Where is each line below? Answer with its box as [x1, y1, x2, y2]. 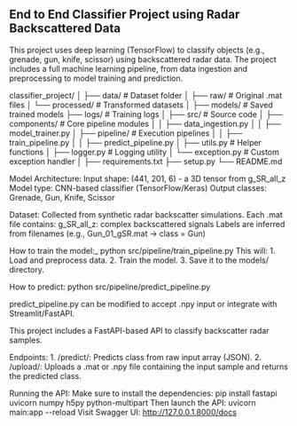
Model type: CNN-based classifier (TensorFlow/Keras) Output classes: [9, 182, 268, 193]
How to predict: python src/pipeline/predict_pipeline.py [9, 281, 211, 292]
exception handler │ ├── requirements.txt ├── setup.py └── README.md [9, 155, 283, 167]
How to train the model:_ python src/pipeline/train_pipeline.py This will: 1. [9, 245, 277, 256]
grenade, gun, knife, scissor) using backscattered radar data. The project [9, 53, 277, 65]
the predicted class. [9, 370, 82, 381]
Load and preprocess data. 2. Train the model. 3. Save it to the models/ [9, 255, 269, 265]
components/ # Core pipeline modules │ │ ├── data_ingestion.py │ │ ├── [9, 118, 282, 129]
